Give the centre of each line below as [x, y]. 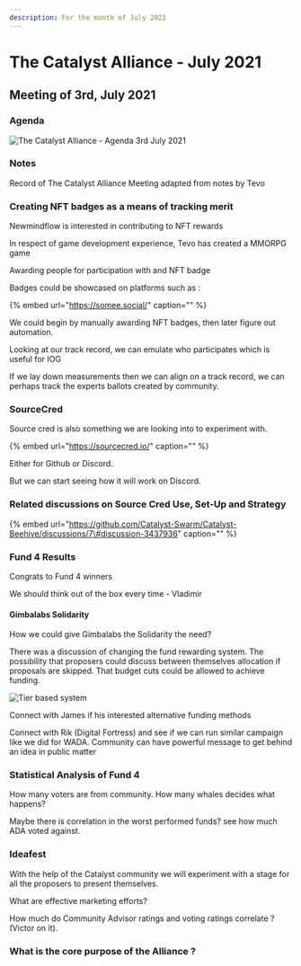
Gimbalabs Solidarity [49, 614]
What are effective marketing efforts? [79, 900]
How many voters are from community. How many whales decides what [142, 794]
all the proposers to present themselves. [84, 883]
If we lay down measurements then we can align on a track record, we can [147, 377]
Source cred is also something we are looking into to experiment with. [138, 429]
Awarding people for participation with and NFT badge [110, 270]
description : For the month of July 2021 [88, 18]
